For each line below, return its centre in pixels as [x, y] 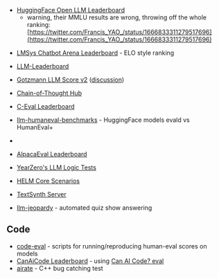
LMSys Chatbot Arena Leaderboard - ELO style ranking [95, 53]
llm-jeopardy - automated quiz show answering [84, 208]
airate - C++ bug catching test [60, 268]
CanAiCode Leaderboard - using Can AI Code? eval [90, 261]
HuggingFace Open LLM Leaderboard [71, 10]
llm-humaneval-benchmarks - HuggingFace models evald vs [103, 120]
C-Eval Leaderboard [45, 106]
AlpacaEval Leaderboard [52, 154]
